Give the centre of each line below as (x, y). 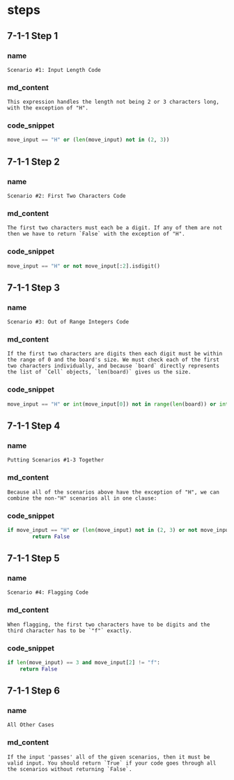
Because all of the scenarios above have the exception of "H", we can (113, 492)
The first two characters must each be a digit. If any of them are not (115, 228)
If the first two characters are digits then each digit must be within (115, 354)
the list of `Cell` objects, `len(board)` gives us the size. (99, 372)
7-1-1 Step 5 (33, 559)
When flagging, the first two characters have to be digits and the (109, 625)
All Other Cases (31, 725)
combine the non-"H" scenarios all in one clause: (82, 498)
